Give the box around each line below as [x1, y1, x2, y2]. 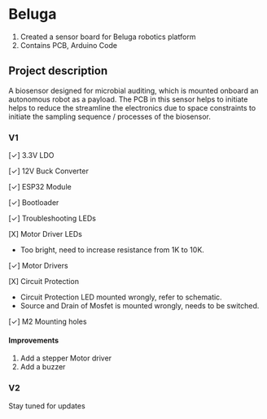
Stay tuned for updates [8, 400, 85, 411]
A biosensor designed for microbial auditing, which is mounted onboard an [8, 85, 259, 95]
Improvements [8, 335, 59, 345]
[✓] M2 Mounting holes [8, 316, 87, 326]
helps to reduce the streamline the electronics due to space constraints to [8, 103, 256, 112]
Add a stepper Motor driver [20, 353, 112, 363]
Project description [8, 64, 108, 78]
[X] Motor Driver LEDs [8, 229, 83, 239]
